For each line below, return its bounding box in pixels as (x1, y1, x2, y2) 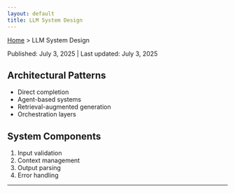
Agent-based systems (17, 95, 82, 104)
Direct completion (17, 88, 69, 96)
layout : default (7, 10, 55, 17)
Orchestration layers (17, 110, 77, 118)
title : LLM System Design (7, 17, 83, 24)
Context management (17, 156, 80, 164)
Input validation (17, 149, 62, 157)
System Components (7, 130, 101, 142)
